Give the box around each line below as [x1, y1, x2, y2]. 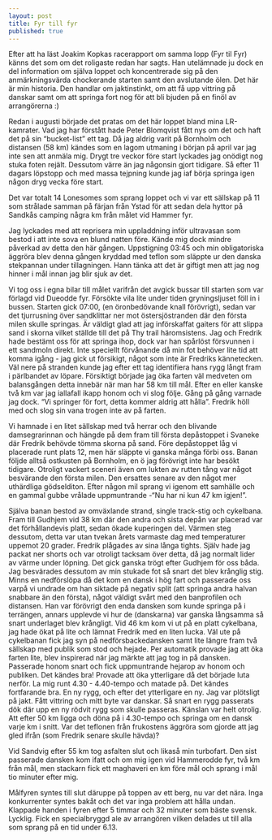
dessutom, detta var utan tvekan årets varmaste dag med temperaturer [8, 532, 246, 542]
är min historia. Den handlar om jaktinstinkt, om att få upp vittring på [8, 84, 236, 93]
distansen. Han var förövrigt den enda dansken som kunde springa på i [8, 601, 246, 611]
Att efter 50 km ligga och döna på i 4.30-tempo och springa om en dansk [8, 713, 253, 723]
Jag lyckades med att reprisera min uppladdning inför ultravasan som [8, 226, 241, 236]
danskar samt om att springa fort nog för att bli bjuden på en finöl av [8, 93, 237, 102]
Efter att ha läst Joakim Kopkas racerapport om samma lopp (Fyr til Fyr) [8, 50, 248, 59]
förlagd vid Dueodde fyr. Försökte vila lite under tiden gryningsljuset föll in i [8, 293, 260, 303]
